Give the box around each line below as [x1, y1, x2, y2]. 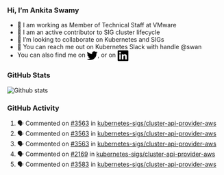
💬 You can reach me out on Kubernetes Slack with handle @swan [16, 43, 202, 51]
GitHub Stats [7, 70, 51, 80]
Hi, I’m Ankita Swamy [7, 5, 79, 15]
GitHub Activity [7, 103, 60, 113]
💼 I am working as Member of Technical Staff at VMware [16, 21, 177, 29]
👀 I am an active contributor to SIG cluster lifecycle [16, 28, 160, 36]
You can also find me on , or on [16, 51, 116, 59]
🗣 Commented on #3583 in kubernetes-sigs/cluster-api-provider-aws [16, 160, 217, 168]
